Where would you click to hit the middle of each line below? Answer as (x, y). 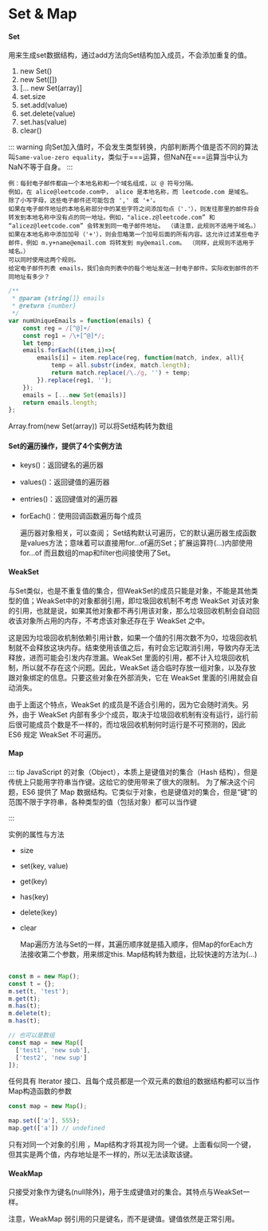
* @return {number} (44, 306)
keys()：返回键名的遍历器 (61, 465)
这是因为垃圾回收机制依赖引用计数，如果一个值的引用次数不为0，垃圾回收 (129, 637)
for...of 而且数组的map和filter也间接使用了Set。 (97, 553)
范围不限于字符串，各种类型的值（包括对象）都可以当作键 (102, 802)
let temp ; (39, 343)
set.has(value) (43, 122)
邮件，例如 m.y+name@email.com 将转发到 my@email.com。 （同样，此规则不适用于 (132, 243)
